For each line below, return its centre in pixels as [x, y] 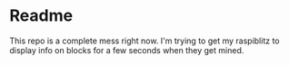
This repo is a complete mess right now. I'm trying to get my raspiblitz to [144, 41]
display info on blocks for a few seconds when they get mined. [127, 50]
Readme [41, 16]
